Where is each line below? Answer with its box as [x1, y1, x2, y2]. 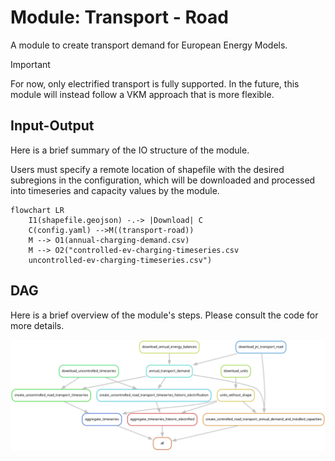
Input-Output [10, 117, 95, 135]
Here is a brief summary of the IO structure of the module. [10, 144, 250, 156]
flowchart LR [10, 205, 65, 215]
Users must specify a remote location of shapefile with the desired [10, 163, 285, 175]
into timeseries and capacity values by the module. [10, 184, 220, 196]
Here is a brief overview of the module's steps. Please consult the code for [10, 309, 319, 321]
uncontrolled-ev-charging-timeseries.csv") [28, 255, 213, 265]
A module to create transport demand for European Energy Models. [10, 39, 288, 51]
